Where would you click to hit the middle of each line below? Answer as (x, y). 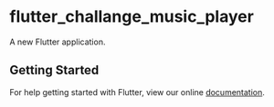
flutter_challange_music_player (132, 17)
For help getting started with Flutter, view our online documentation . (137, 92)
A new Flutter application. (58, 42)
